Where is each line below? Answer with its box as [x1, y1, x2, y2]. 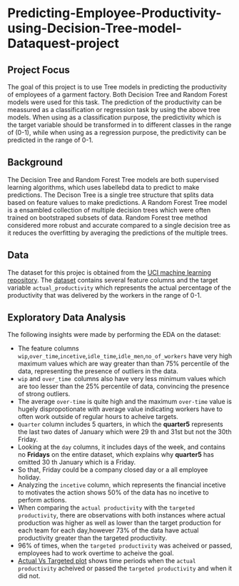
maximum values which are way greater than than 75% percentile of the [17, 359, 230, 368]
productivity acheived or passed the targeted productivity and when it [17, 564, 233, 572]
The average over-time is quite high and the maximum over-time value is [17, 398, 232, 406]
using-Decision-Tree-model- [7, 20, 182, 36]
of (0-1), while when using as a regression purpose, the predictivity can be [7, 128, 227, 136]
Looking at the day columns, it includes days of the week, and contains [17, 443, 226, 451]
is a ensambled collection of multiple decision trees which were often [7, 206, 211, 214]
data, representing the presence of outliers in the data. [17, 367, 178, 375]
